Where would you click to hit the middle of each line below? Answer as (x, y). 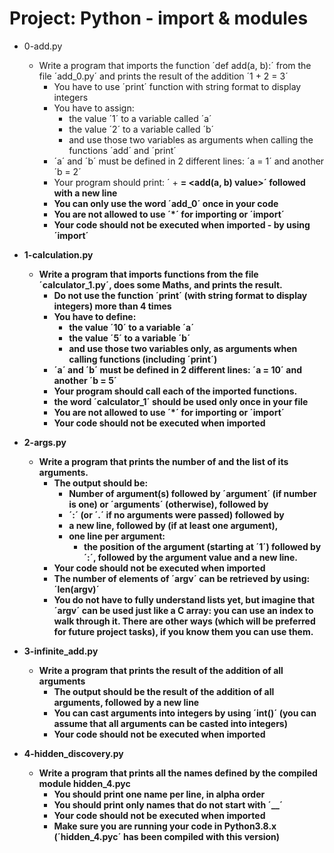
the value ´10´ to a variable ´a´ (131, 327)
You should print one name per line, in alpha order (159, 794)
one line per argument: (117, 536)
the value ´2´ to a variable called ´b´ (141, 129)
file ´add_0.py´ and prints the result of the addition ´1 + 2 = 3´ (163, 76)
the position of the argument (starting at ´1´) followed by (202, 546)
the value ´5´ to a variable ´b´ (129, 338)
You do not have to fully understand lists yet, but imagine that (184, 599)
